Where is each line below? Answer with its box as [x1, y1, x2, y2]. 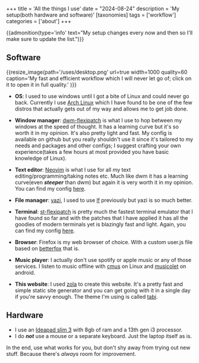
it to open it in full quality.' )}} [6, 81, 77, 88]
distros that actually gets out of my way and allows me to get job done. [14, 105, 188, 112]
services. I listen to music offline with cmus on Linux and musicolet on [14, 263, 187, 270]
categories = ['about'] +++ [6, 18, 72, 24]
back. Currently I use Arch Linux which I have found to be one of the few [14, 99, 192, 106]
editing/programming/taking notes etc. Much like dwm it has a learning [14, 172, 188, 179]
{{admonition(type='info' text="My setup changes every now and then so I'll [6, 29, 193, 36]
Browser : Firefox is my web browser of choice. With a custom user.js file [14, 238, 193, 245]
